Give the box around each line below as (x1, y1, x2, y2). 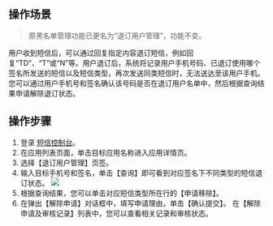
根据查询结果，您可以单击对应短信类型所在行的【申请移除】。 (19, 188, 223, 198)
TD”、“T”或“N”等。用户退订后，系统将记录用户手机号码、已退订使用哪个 (19, 58, 261, 67)
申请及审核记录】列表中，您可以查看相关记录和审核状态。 (19, 208, 213, 218)
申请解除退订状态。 (15, 88, 80, 98)
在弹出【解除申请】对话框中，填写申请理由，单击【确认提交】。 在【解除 (19, 198, 262, 208)
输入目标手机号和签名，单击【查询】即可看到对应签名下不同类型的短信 (19, 168, 256, 177)
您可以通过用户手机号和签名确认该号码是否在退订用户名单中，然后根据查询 (8, 78, 258, 87)
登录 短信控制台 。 (19, 137, 80, 147)
